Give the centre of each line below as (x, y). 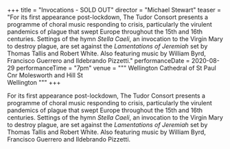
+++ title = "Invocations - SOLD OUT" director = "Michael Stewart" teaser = (114, 10)
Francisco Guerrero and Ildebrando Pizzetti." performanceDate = (99, 60)
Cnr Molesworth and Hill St (45, 75)
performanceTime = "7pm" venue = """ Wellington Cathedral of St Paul (116, 68)
